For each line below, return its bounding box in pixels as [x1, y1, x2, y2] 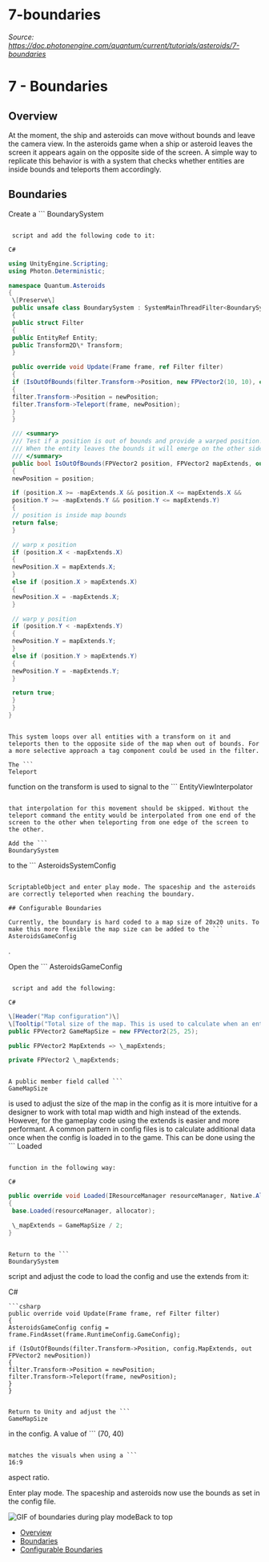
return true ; [11, 689, 56, 697]
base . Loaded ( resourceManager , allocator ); [11, 1207, 156, 1215]
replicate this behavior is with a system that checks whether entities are [8, 156, 245, 165]
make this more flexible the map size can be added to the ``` [8, 925, 224, 933]
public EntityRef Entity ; [11, 334, 98, 342]
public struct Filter [11, 318, 84, 326]
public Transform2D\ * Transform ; [11, 341, 124, 350]
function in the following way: [8, 1164, 116, 1172]
